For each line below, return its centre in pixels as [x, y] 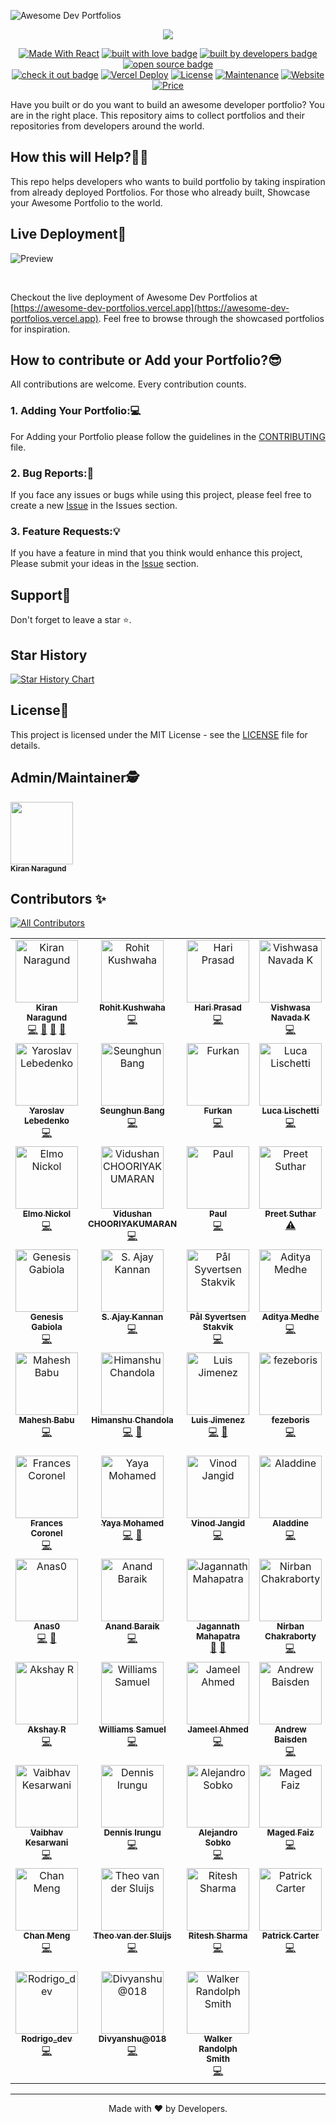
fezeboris [290, 1420]
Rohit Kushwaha [132, 1008]
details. [25, 745]
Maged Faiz [290, 1833]
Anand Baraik [132, 1626]
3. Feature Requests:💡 [65, 531]
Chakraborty [290, 1636]
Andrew [290, 1729]
